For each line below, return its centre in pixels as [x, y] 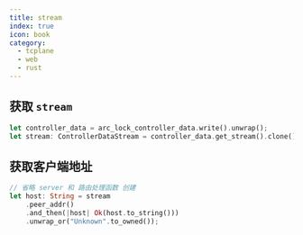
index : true [32, 26]
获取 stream [41, 107]
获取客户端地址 [51, 166]
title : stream [36, 18]
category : [28, 43]
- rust [30, 68]
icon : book [30, 34]
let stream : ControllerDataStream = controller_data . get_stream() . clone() [153, 136]
